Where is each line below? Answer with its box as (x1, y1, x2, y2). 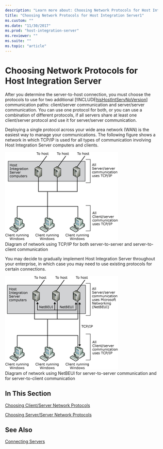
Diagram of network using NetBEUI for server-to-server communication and (5, 370, 157, 376)
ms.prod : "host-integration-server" (5, 28, 79, 33)
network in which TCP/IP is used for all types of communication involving (5, 137, 151, 143)
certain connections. (5, 266, 46, 272)
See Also (5, 426, 33, 434)
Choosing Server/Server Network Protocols (5, 412, 92, 417)
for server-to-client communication (5, 375, 75, 381)
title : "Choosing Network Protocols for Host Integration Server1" (5, 13, 145, 18)
